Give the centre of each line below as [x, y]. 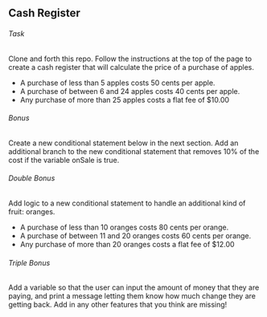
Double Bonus [32, 178]
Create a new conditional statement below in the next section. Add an [123, 143]
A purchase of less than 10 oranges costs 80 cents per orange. [124, 227]
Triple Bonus [29, 262]
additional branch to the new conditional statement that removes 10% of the [134, 151]
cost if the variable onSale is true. [64, 160]
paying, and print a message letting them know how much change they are [132, 296]
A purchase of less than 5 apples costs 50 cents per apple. [117, 83]
